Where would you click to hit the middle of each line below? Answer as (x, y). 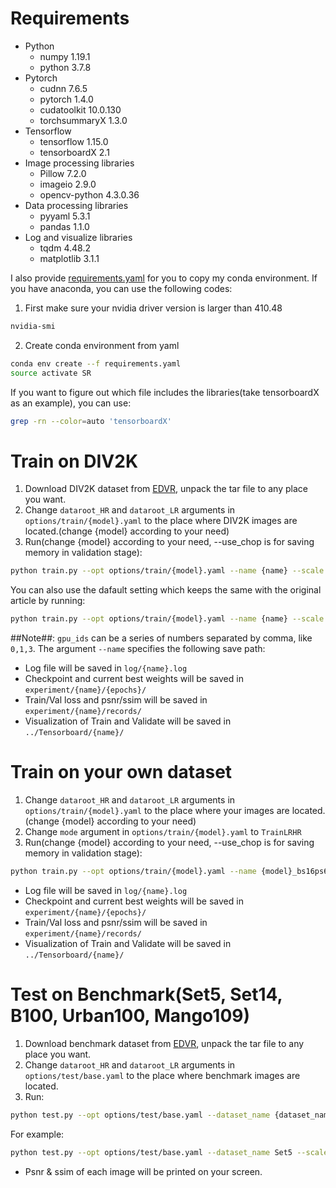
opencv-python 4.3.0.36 (89, 194)
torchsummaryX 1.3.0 (83, 120)
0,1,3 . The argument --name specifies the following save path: (138, 649)
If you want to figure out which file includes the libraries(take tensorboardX (165, 392)
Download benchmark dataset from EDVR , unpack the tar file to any (164, 1043)
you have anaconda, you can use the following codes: (121, 288)
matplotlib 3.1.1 (69, 258)
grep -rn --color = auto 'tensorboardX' (91, 421)
